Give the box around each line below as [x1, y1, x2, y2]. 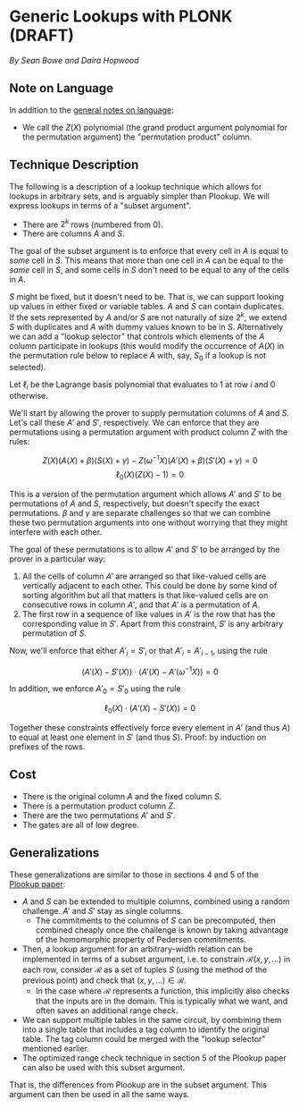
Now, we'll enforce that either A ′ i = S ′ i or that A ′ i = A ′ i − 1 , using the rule [9, 645, 268, 658]
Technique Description [9, 157, 139, 173]
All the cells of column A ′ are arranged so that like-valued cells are [21, 571, 267, 581]
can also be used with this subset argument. [21, 1061, 186, 1072]
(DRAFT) [9, 25, 74, 46]
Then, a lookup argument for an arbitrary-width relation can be [21, 943, 253, 954]
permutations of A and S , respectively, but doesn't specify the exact [9, 498, 260, 509]
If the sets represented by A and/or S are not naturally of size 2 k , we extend [9, 310, 287, 323]
